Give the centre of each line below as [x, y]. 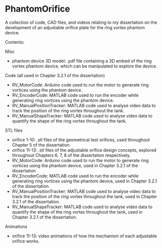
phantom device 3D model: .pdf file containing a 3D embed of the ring [82, 61]
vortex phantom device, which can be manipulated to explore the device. [84, 66]
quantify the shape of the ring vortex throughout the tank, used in [77, 212]
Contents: [15, 42]
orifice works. [26, 241]
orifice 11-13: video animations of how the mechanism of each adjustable [84, 236]
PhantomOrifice [37, 9]
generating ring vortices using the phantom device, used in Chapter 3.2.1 [84, 181]
